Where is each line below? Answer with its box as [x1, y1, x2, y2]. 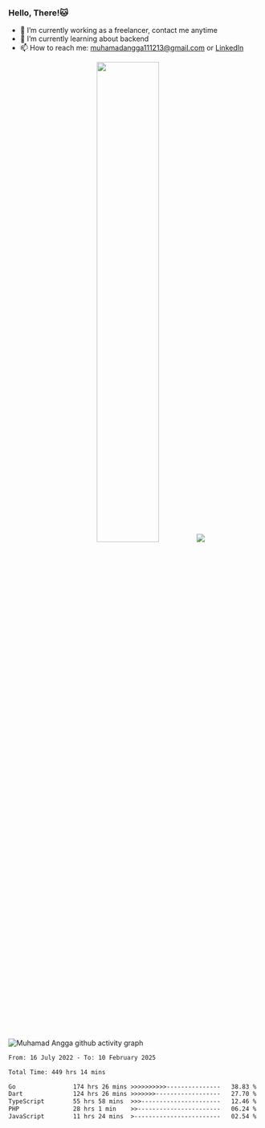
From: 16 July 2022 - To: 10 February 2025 [8, 1053, 157, 1061]
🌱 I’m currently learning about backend [19, 34, 149, 43]
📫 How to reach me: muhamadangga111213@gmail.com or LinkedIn [19, 43, 244, 53]
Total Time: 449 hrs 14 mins [8, 1068, 106, 1076]
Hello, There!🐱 [8, 7, 69, 18]
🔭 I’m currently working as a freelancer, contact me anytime [19, 26, 218, 35]
